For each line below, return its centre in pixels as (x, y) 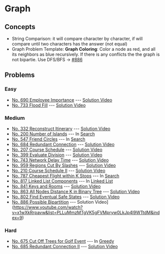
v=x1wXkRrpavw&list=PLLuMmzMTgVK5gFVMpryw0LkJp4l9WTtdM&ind (86, 212)
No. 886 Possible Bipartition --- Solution (53, 202)
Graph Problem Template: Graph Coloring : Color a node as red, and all (84, 49)
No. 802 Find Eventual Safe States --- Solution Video (65, 197)
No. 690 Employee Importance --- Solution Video (62, 100)
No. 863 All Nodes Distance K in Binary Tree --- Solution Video (76, 191)
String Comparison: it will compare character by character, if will (77, 38)
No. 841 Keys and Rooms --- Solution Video (56, 186)
